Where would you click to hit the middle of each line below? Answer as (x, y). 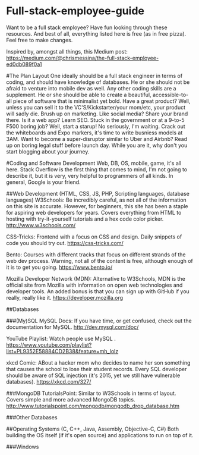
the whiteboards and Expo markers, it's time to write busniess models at (94, 133)
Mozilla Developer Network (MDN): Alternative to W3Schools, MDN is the (96, 278)
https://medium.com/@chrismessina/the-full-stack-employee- (83, 58)
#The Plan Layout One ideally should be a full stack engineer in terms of (94, 76)
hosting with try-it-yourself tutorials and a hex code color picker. (85, 219)
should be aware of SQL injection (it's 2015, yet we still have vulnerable (93, 375)
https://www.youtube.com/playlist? (49, 345)
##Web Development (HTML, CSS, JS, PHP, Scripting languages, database (98, 193)
